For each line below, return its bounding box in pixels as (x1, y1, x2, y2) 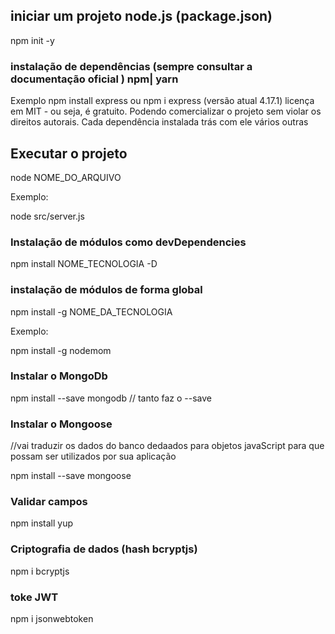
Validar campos (10, 495, 88, 509)
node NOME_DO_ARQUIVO (10, 171, 122, 183)
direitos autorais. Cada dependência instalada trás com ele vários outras (10, 116, 309, 128)
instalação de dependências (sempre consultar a (10, 59, 253, 73)
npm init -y (10, 34, 55, 46)
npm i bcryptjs (10, 565, 70, 577)
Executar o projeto (10, 145, 128, 162)
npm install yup (10, 517, 74, 529)
